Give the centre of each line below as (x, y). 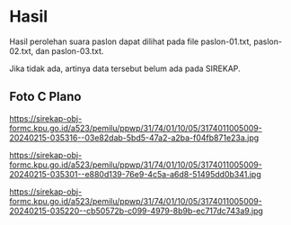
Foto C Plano (45, 97)
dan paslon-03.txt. (70, 50)
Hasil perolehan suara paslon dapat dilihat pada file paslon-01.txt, (131, 41)
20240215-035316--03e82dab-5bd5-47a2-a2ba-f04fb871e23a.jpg (134, 138)
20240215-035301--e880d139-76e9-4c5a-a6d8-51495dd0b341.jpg (136, 174)
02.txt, (22, 50)
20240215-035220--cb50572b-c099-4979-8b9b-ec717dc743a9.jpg (136, 211)
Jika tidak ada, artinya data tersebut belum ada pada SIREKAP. (125, 68)
